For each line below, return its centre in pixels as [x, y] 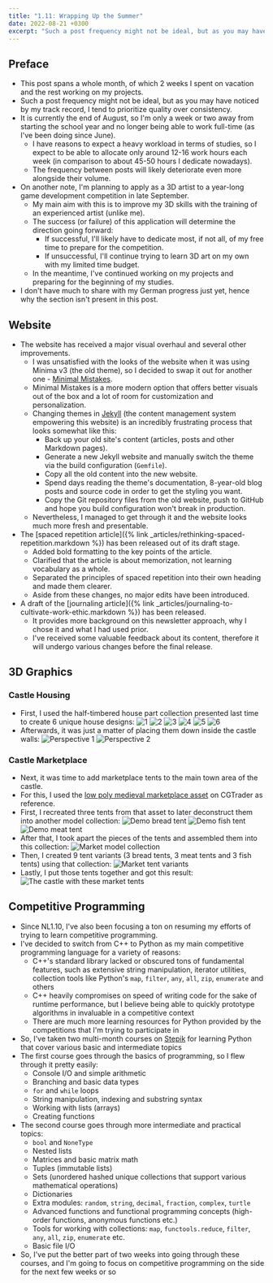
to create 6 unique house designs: [78, 722]
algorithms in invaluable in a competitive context [113, 1012]
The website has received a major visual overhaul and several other [133, 345]
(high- [242, 1211]
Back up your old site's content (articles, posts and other [139, 439]
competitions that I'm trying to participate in [106, 1029]
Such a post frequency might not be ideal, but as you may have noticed [140, 101]
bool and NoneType [63, 1142]
